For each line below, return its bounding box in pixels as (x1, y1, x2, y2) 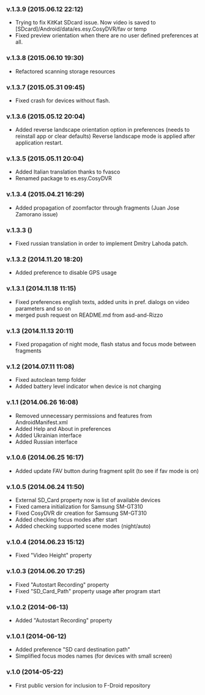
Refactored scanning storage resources (15, 67, 116, 75)
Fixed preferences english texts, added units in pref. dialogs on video (15, 298, 190, 305)
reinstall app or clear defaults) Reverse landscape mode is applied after (15, 132, 196, 140)
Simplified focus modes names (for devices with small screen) (15, 652, 173, 660)
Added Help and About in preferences (15, 425, 111, 432)
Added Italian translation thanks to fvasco (15, 168, 121, 176)
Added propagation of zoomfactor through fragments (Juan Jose (15, 204, 179, 211)
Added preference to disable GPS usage (15, 269, 117, 276)
